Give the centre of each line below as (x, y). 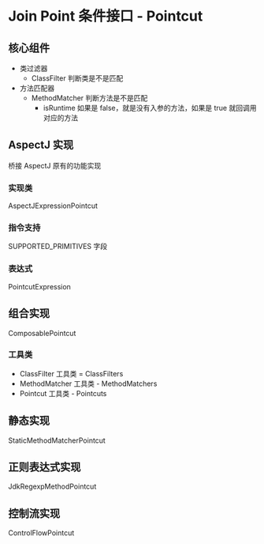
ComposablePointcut (42, 333)
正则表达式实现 (45, 467)
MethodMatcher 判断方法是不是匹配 (89, 98)
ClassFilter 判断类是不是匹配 (77, 78)
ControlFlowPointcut (41, 533)
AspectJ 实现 (41, 145)
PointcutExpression (39, 286)
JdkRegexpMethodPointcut (52, 486)
